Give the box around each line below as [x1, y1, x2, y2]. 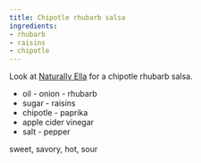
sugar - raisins [21, 98, 76, 108]
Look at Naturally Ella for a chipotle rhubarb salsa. [9, 71, 194, 81]
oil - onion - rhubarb [21, 89, 98, 99]
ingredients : [9, 21, 58, 30]
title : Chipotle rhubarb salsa [9, 13, 126, 22]
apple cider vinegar [21, 117, 95, 128]
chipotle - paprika [21, 107, 88, 118]
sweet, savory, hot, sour [9, 144, 98, 155]
